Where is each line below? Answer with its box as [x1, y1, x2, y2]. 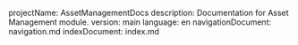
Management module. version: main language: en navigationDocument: [8, 17, 272, 27]
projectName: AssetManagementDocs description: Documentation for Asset [8, 8, 289, 18]
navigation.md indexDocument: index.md [8, 26, 160, 36]
